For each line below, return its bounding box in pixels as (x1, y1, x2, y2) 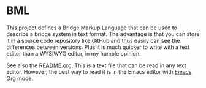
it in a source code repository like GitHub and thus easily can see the (6, 37, 180, 44)
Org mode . (6, 75, 34, 82)
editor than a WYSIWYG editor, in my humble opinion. (6, 50, 141, 57)
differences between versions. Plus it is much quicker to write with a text (6, 43, 190, 51)
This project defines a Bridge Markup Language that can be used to (6, 24, 178, 31)
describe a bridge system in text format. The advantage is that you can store (6, 30, 200, 37)
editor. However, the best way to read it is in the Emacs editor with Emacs (6, 68, 192, 75)
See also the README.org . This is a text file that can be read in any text (6, 62, 186, 69)
